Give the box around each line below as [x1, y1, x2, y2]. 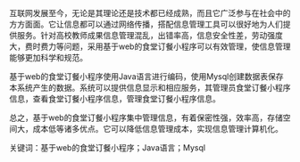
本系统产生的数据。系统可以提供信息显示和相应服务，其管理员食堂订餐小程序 [9, 83, 291, 93]
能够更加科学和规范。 [9, 53, 87, 62]
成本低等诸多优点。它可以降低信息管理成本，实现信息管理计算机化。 [32, 124, 283, 134]
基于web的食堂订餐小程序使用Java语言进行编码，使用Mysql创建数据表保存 [9, 71, 284, 82]
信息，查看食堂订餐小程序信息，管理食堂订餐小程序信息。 [9, 93, 221, 104]
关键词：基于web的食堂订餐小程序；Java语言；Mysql [9, 142, 206, 153]
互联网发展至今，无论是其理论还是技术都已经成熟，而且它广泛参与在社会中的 [9, 8, 291, 18]
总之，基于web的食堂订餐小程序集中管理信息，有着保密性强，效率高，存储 [9, 112, 283, 123]
